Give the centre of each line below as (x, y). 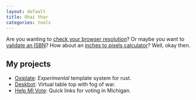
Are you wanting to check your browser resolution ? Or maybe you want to (95, 39)
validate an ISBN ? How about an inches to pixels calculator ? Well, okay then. (98, 45)
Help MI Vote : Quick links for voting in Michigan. (72, 91)
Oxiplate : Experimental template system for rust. (73, 78)
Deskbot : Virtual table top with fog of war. (65, 84)
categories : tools (28, 22)
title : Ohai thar (27, 17)
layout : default (26, 11)
